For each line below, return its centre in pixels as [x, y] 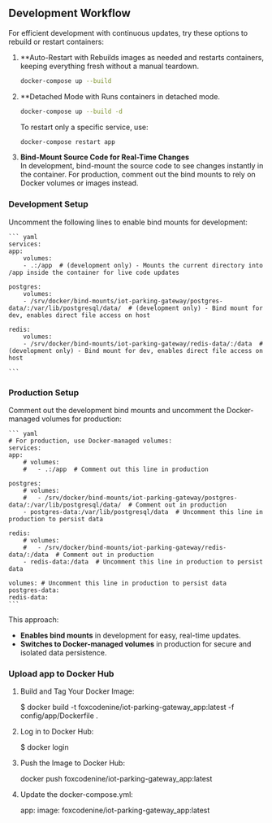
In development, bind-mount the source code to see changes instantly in [142, 166]
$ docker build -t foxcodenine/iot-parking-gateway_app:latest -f [127, 708]
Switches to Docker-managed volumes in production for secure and [136, 644]
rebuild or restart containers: [56, 41]
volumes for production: [82, 419]
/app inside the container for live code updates [94, 272]
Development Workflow [70, 13]
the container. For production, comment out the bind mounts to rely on [138, 175]
